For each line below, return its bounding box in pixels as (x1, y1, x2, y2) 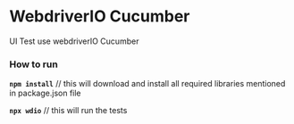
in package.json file (9, 87, 82, 99)
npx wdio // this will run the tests (9, 105, 128, 116)
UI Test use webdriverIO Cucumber (9, 36, 139, 46)
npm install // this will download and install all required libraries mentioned (9, 79, 286, 89)
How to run (9, 58, 58, 70)
